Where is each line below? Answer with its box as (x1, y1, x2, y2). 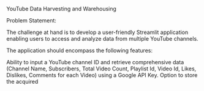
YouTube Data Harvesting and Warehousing (6, 5, 116, 12)
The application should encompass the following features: (6, 47, 153, 54)
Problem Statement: (6, 17, 57, 24)
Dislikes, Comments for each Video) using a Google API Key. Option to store (6, 72, 198, 78)
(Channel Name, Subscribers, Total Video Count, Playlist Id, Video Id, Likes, (6, 65, 197, 72)
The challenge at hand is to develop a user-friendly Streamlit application (6, 29, 189, 36)
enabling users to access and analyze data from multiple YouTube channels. (6, 35, 198, 42)
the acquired (6, 78, 39, 85)
